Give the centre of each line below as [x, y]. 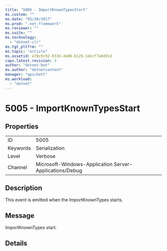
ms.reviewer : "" [22, 28]
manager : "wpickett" [27, 75]
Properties [22, 126]
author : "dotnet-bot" [28, 65]
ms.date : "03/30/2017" [29, 19]
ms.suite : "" [19, 33]
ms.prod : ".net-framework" [33, 24]
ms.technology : [21, 38]
